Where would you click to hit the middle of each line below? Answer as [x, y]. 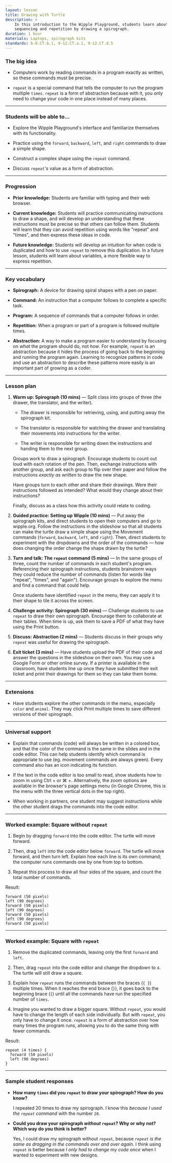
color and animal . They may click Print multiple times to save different [86, 708]
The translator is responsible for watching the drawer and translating [93, 428]
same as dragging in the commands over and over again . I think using [87, 1144]
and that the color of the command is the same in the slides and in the [86, 748]
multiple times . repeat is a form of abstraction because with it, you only [88, 93]
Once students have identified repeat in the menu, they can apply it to [86, 595]
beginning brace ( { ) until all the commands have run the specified [82, 994]
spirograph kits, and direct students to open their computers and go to [87, 521]
